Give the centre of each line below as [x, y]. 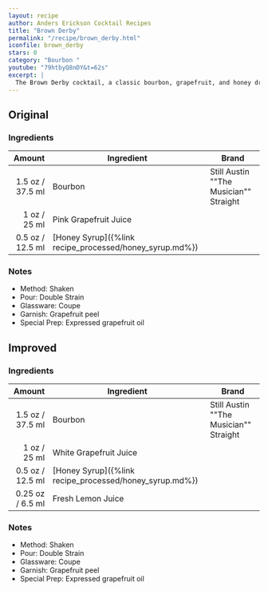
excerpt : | [26, 75]
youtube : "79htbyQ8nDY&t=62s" [59, 68]
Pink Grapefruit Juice [92, 220]
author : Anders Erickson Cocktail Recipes [80, 23]
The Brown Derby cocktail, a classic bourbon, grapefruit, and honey [133, 82]
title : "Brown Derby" [44, 30]
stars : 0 [23, 53]
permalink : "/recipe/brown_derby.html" [75, 38]
